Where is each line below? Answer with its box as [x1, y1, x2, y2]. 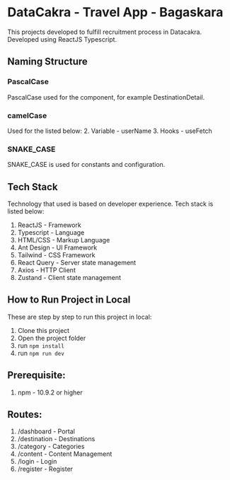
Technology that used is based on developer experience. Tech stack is [7, 199, 214, 209]
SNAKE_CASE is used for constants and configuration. [7, 160, 166, 169]
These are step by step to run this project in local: [7, 312, 152, 321]
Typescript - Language [17, 228, 85, 237]
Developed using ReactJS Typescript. [7, 35, 117, 43]
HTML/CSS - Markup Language [17, 236, 110, 245]
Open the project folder [17, 334, 86, 342]
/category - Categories [17, 443, 85, 451]
